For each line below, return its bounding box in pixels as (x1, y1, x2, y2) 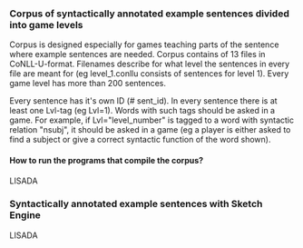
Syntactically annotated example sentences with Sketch (9, 198, 263, 211)
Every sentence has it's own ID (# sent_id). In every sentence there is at (9, 95, 279, 106)
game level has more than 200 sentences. (9, 78, 166, 89)
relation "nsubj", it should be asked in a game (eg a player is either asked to (9, 124, 291, 135)
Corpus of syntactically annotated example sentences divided (9, 7, 290, 20)
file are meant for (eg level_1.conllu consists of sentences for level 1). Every (9, 68, 289, 79)
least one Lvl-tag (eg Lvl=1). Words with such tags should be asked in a (9, 105, 275, 116)
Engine (9, 209, 41, 222)
